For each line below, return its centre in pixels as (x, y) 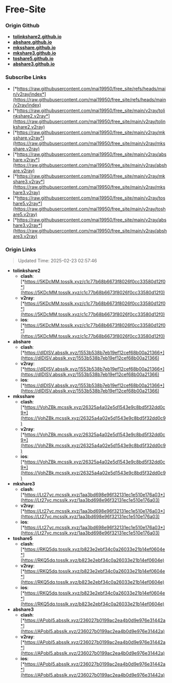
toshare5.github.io (33, 59)
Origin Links (21, 249)
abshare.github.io (32, 42)
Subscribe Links (26, 77)
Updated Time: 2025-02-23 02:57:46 (58, 261)
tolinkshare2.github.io (37, 37)
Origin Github (23, 26)
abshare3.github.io (34, 64)
